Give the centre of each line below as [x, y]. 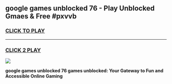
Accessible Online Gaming [34, 76]
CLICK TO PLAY [25, 31]
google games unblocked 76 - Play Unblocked [80, 8]
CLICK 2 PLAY [23, 50]
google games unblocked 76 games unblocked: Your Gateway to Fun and [84, 70]
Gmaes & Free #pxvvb [41, 17]
